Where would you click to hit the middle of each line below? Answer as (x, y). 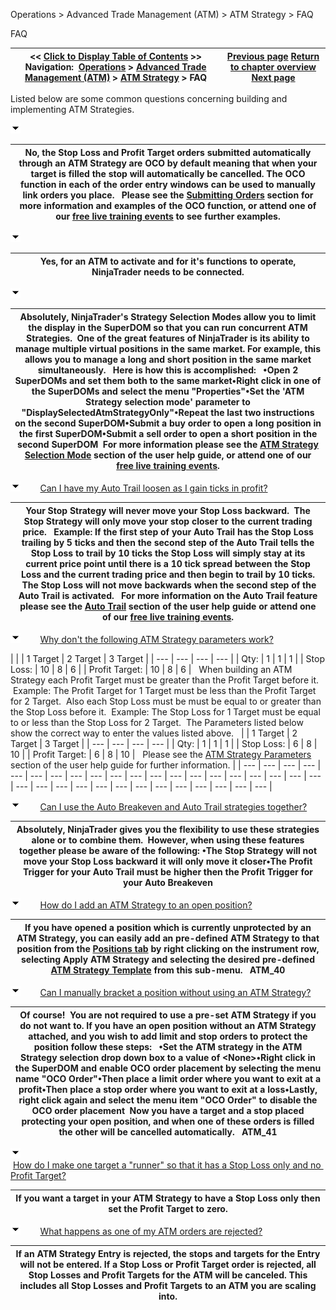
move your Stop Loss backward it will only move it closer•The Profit (168, 861)
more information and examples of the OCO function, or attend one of (168, 205)
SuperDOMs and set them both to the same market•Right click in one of (168, 380)
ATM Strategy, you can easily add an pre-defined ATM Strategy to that (168, 938)
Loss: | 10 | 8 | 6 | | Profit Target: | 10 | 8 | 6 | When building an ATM (151, 669)
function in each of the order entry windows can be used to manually (168, 184)
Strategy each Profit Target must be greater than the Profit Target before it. (164, 680)
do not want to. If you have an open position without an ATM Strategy (168, 1025)
